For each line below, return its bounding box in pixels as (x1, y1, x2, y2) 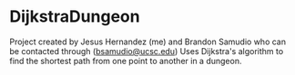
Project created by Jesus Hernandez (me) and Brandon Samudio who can (9, 36, 287, 47)
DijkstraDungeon (9, 6, 140, 27)
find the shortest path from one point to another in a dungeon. (9, 55, 242, 66)
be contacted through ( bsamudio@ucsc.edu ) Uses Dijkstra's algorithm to (9, 45, 284, 56)
